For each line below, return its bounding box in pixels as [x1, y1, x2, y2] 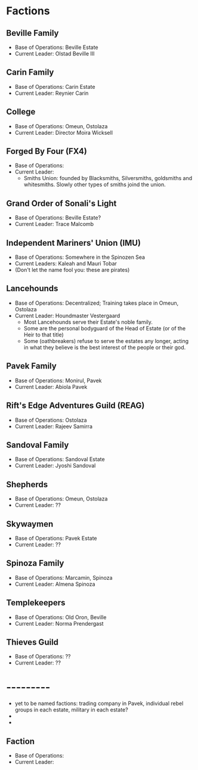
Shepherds [6, 479, 48, 490]
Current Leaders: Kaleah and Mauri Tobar [14, 260, 117, 267]
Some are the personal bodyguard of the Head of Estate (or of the [23, 324, 186, 332]
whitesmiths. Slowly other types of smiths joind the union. [23, 181, 166, 188]
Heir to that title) [23, 331, 64, 338]
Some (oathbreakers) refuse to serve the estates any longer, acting [23, 337, 189, 344]
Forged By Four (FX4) [6, 146, 88, 156]
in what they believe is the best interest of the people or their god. [23, 344, 186, 351]
